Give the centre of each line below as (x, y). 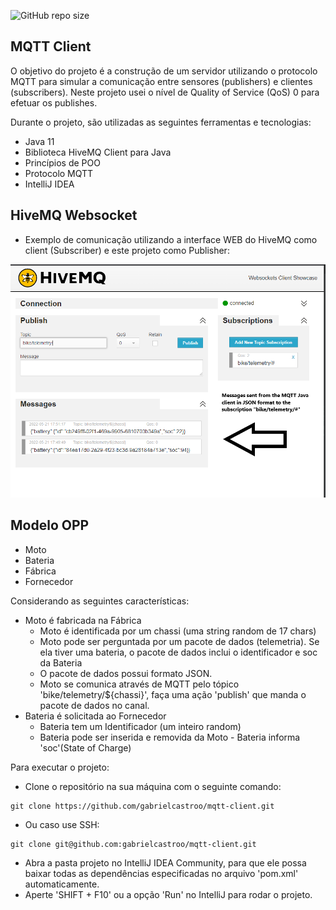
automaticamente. (62, 884)
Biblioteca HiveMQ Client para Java (98, 152)
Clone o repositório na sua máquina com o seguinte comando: (153, 786)
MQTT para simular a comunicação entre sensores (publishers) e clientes (161, 81)
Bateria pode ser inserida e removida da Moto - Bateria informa (170, 737)
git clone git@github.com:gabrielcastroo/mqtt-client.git (133, 844)
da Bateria (61, 662)
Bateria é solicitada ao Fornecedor (95, 716)
